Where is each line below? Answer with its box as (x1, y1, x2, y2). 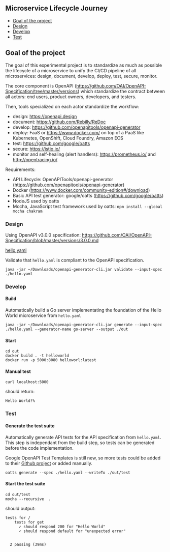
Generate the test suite (5, 422, 55, 429)
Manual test (5, 368, 31, 374)
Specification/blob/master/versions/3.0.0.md (5, 237, 99, 243)
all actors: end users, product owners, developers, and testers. (5, 94, 137, 100)
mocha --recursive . (5, 496, 51, 502)
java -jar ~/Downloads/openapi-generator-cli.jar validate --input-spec (5, 267, 162, 272)
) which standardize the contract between (78, 88, 165, 94)
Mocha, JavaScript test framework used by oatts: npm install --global (12, 203, 163, 209)
